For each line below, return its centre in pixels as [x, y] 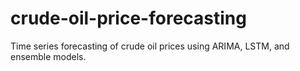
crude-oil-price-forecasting [128, 18]
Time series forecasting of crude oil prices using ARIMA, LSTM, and [150, 46]
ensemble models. [48, 56]
